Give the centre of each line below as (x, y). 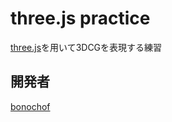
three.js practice (80, 18)
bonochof (30, 106)
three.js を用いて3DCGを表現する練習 (86, 47)
